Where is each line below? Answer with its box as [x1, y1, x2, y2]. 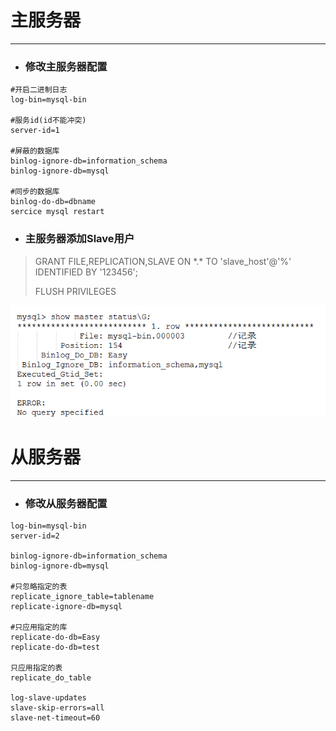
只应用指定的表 [10, 662, 63, 673]
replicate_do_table [10, 672, 92, 683]
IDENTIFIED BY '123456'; [34, 266, 139, 278]
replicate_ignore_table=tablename [10, 591, 155, 601]
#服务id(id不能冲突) [10, 116, 87, 126]
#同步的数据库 [10, 187, 60, 197]
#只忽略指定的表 [10, 581, 68, 591]
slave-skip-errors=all [10, 702, 105, 713]
